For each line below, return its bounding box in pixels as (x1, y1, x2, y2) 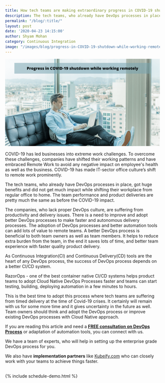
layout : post (5, 24, 32, 29)
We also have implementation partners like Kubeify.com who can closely (5, 353, 154, 359)
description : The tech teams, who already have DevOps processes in (5, 13, 148, 18)
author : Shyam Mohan (5, 34, 48, 39)
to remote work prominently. (5, 172, 62, 178)
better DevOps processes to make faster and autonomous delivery (5, 217, 140, 223)
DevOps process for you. (5, 344, 56, 349)
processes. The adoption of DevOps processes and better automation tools (5, 222, 158, 229)
